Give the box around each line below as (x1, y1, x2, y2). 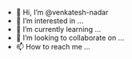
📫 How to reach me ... (15, 42, 90, 51)
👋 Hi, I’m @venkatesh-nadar (15, 8, 109, 17)
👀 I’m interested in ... (15, 16, 84, 26)
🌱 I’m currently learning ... (15, 25, 102, 33)
